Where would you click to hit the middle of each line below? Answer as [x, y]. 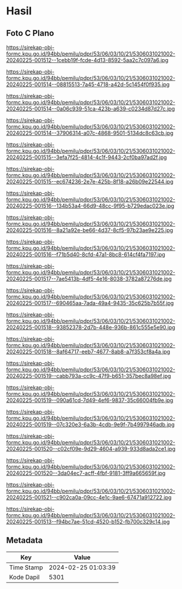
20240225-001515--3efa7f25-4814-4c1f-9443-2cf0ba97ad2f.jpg [87, 157]
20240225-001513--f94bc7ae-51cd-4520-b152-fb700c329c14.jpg [88, 522]
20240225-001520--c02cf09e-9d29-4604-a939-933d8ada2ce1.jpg [91, 449]
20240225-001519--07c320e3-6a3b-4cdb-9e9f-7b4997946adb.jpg [90, 425]
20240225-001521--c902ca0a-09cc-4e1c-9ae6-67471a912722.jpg [89, 497]
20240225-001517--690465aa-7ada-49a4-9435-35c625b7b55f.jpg [90, 303]
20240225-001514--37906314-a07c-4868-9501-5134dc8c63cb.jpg [90, 133]
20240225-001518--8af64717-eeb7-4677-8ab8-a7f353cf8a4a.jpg [88, 352]
